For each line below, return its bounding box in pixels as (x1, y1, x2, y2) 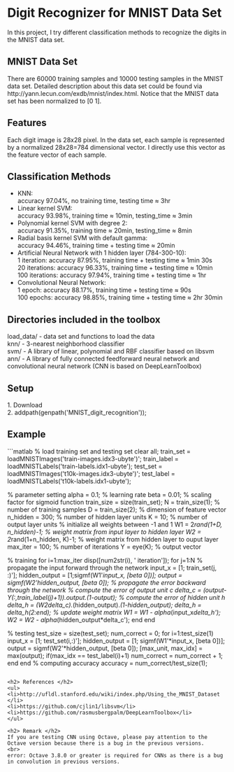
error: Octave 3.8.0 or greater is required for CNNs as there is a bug (7, 752, 224, 759)
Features (7, 117, 47, 129)
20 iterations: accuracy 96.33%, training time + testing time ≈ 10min (17, 264, 213, 272)
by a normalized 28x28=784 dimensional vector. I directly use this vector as (7, 143, 226, 151)
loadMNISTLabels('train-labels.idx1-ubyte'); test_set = (7, 462, 163, 470)
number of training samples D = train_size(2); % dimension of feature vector (7, 505, 227, 514)
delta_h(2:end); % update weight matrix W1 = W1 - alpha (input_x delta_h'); (7, 608, 221, 617)
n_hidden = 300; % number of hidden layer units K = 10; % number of (7, 512, 208, 521)
